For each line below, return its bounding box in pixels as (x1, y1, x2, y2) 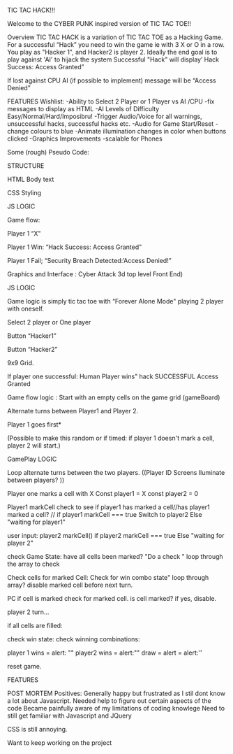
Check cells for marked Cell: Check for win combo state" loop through (7, 574, 209, 581)
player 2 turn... (7, 608, 50, 616)
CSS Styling (7, 189, 42, 197)
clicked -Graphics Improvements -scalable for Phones (7, 134, 163, 143)
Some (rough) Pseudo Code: (7, 148, 89, 156)
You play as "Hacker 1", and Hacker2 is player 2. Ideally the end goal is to (7, 48, 218, 56)
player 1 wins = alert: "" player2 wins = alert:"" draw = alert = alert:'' (7, 648, 202, 657)
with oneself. (7, 304, 44, 313)
